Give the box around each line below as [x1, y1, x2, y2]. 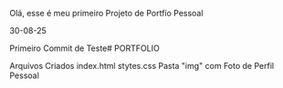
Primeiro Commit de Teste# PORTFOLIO [9, 43, 160, 54]
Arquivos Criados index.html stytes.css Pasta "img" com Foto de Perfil [9, 61, 275, 71]
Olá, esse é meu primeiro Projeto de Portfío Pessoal [9, 8, 204, 18]
